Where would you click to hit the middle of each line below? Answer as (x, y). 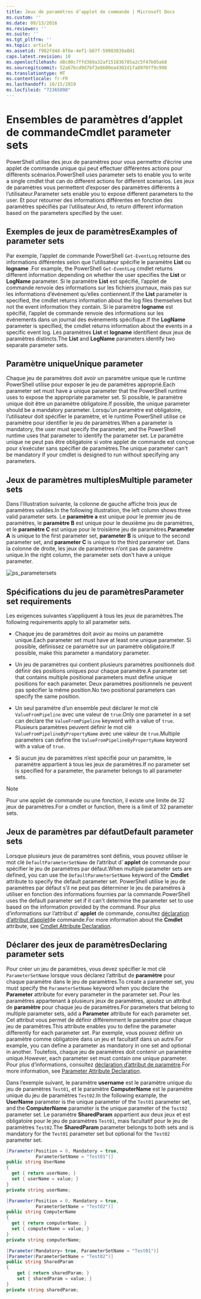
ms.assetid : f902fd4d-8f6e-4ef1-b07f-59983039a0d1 (71, 51)
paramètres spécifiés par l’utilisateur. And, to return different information (95, 206)
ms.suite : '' (22, 34)
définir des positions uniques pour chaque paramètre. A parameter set (101, 671)
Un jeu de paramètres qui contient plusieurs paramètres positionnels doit (105, 665)
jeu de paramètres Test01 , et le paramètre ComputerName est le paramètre (100, 1089)
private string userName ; (38, 1190)
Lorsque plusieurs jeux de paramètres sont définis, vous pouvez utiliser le (97, 856)
